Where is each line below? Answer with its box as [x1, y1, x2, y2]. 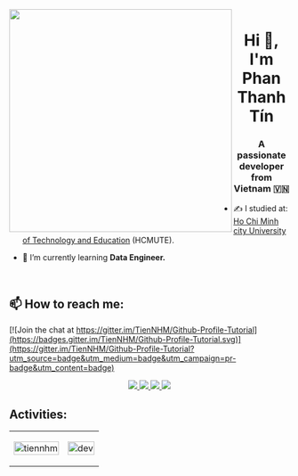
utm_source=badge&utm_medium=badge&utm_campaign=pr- [9, 353, 237, 364]
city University [233, 226, 286, 236]
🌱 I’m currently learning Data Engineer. [21, 252, 166, 263]
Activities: [9, 406, 68, 422]
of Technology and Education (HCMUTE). [21, 235, 175, 246]
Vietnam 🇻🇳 [233, 183, 290, 195]
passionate [237, 149, 286, 161]
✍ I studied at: [233, 203, 288, 214]
